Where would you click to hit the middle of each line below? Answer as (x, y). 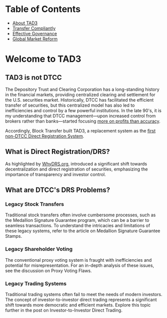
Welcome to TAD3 (43, 59)
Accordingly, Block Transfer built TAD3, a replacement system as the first (81, 131)
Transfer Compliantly (34, 28)
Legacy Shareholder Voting (39, 249)
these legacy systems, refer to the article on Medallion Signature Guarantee (83, 231)
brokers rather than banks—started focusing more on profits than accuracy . (83, 121)
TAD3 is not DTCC (34, 78)
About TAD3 (25, 23)
